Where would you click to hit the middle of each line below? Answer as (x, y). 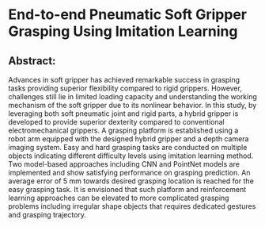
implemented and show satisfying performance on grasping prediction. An (129, 173)
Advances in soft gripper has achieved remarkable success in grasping (124, 80)
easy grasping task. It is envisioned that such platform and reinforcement (127, 189)
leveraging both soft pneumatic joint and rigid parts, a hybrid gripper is (123, 113)
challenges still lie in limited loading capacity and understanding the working (132, 96)
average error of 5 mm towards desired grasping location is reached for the (131, 181)
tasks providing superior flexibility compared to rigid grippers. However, (125, 88)
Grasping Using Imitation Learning (123, 31)
